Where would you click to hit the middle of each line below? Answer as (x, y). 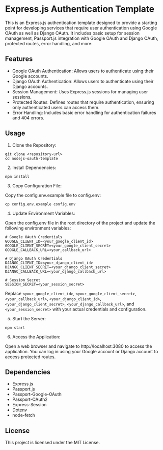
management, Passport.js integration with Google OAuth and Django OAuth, (82, 38)
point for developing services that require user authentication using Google (81, 28)
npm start (15, 328)
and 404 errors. (28, 118)
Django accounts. (30, 86)
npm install (17, 176)
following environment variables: (38, 228)
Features (19, 59)
